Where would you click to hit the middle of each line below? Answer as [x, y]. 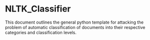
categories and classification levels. [41, 32]
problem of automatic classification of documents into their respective [75, 27]
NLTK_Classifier [38, 9]
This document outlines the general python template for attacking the [75, 22]
